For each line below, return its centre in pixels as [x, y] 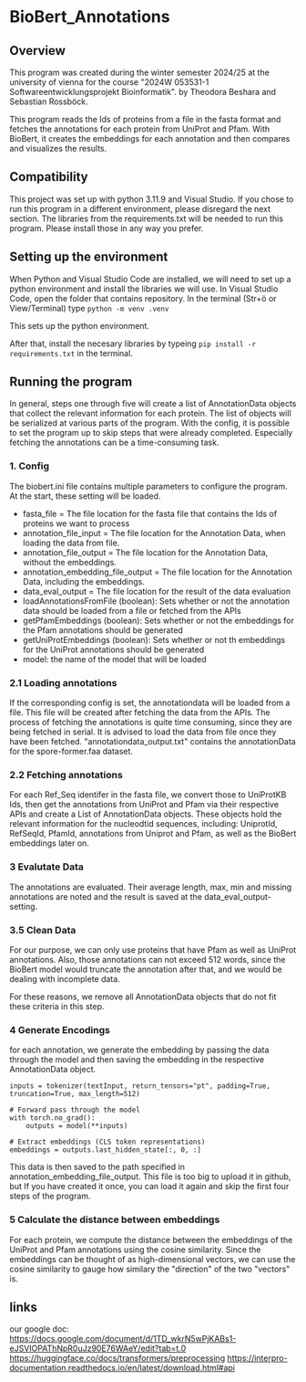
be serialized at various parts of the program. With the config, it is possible [149, 423]
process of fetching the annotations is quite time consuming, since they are [151, 723]
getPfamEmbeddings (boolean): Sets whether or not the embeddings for [158, 620]
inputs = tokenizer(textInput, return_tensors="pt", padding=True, [140, 1086]
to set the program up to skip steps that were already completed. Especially [151, 433]
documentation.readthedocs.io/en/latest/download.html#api [122, 1368]
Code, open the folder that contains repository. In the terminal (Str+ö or [143, 298]
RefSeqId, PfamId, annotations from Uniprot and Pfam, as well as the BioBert [153, 834]
